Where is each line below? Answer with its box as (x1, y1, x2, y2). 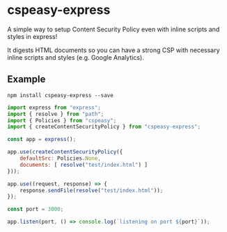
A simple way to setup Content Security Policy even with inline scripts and (7, 25, 220, 33)
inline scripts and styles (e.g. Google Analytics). (7, 53, 144, 61)
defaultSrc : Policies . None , (19, 155, 101, 162)
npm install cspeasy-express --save (7, 92, 113, 99)
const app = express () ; (7, 136, 77, 143)
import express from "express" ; (7, 103, 101, 111)
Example (7, 74, 46, 85)
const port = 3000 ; (7, 206, 64, 213)
